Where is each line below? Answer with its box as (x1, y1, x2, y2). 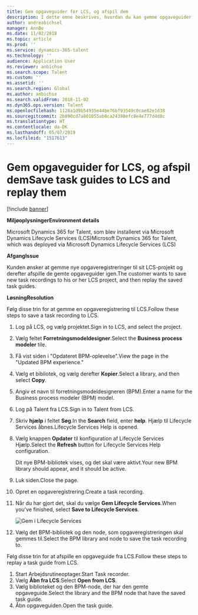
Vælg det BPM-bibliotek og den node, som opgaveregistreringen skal (15, 529, 183, 536)
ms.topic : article (6, 36, 52, 42)
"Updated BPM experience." (15, 358, 84, 365)
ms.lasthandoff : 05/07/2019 (6, 130, 76, 136)
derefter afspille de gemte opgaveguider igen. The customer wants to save (6, 270, 187, 277)
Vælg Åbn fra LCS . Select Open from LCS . (15, 577, 117, 584)
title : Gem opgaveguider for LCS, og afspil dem (6, 8, 128, 15)
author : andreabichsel (6, 20, 62, 25)
